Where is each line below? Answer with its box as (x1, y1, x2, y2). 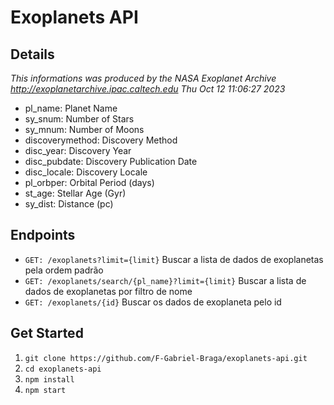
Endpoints (10, 227, 76, 244)
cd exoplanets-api (24, 364, 102, 374)
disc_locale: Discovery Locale (24, 166, 148, 178)
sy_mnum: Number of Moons (24, 124, 145, 135)
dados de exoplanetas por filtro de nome (24, 285, 193, 297)
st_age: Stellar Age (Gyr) (24, 187, 127, 199)
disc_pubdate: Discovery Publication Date (24, 156, 198, 167)
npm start (24, 385, 67, 395)
